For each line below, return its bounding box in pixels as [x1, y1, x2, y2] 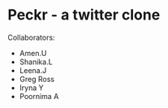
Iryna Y [19, 83, 44, 93]
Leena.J [19, 65, 47, 75]
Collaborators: [7, 32, 55, 42]
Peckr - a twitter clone [7, 6, 161, 24]
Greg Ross [19, 74, 54, 84]
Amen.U [19, 48, 47, 58]
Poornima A [19, 91, 59, 101]
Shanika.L [19, 57, 54, 67]
